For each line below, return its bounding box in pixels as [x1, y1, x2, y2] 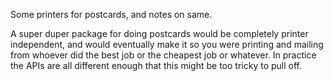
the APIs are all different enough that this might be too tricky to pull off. [10, 60, 303, 71]
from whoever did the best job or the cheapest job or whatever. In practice [10, 49, 317, 61]
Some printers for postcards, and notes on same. [10, 9, 213, 20]
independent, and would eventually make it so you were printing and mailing [10, 39, 324, 50]
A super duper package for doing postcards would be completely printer [10, 28, 309, 39]
